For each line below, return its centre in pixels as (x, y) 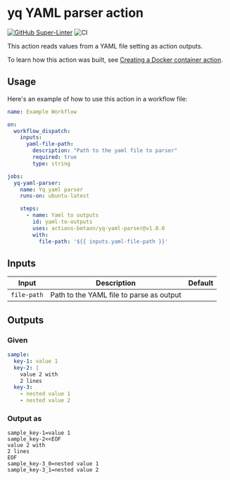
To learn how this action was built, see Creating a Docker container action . (115, 59)
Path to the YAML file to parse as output (116, 295)
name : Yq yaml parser (51, 189)
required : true (55, 157)
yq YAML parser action (76, 13)
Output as (25, 418)
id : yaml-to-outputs (63, 222)
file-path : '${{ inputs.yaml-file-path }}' (103, 241)
